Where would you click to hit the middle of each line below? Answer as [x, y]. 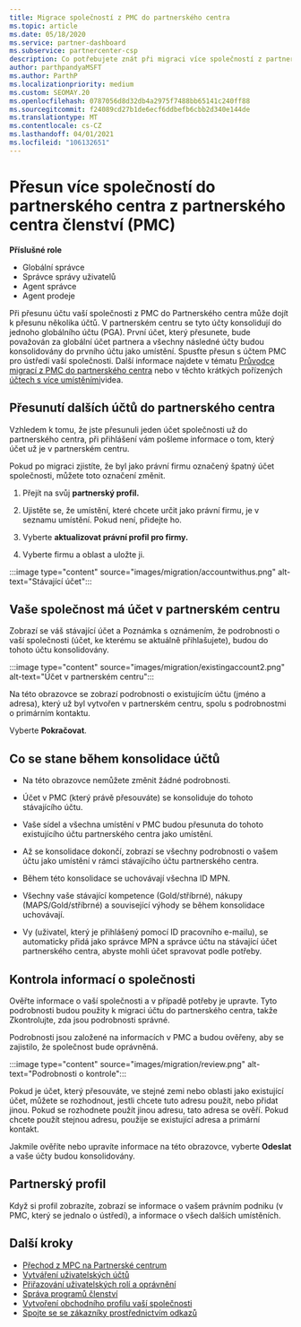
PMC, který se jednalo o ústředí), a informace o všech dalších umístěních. [145, 1215]
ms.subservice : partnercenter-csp [74, 51]
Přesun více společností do [112, 187]
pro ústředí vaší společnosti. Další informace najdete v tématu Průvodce [142, 360]
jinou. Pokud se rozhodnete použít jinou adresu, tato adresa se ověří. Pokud [149, 1110]
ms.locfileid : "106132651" [60, 142]
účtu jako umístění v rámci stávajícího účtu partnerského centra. [141, 861]
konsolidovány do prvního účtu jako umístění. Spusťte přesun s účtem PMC [148, 351]
